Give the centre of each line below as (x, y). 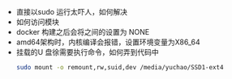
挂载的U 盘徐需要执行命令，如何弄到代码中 (88, 52)
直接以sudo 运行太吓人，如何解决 (72, 12)
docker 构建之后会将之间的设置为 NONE (83, 32)
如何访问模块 (37, 22)
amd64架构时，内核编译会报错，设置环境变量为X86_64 (108, 42)
